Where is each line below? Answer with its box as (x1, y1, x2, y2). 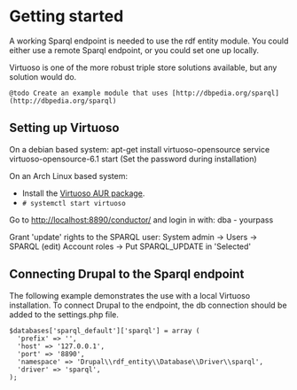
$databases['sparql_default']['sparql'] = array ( (9, 326, 200, 335)
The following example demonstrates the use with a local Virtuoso (9, 290, 251, 300)
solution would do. (9, 71, 77, 82)
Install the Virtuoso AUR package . (21, 188, 145, 199)
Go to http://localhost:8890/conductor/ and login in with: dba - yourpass (9, 214, 274, 225)
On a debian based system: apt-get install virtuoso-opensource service (9, 144, 270, 154)
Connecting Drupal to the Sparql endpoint (9, 267, 245, 282)
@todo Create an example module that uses (9, 89, 168, 97)
